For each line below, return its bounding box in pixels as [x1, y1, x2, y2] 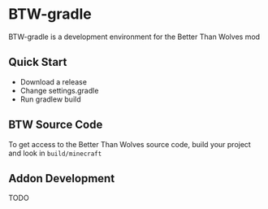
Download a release [19, 76, 88, 86]
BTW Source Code [8, 118, 103, 132]
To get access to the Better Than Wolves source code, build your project [8, 139, 252, 149]
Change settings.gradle [19, 85, 99, 95]
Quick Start [8, 55, 67, 69]
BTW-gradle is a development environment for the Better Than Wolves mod [8, 32, 261, 41]
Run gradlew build [19, 94, 81, 104]
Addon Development [8, 172, 115, 185]
